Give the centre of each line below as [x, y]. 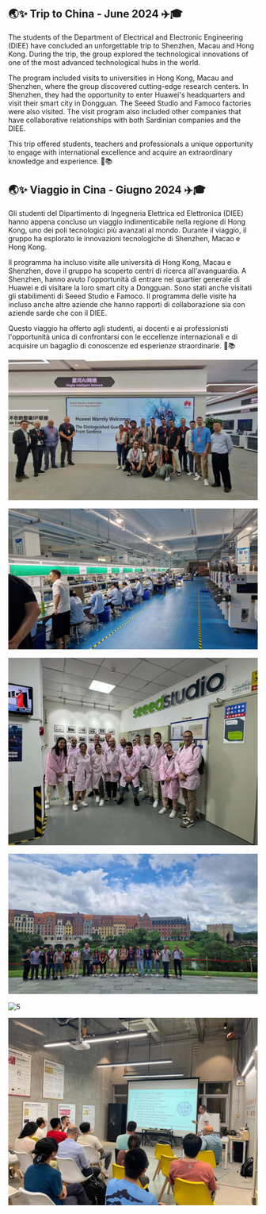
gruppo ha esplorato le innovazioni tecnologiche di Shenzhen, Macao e [124, 238]
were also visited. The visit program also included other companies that [125, 111]
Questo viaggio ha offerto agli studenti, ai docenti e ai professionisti [118, 328]
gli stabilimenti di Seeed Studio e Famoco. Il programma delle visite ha [122, 296]
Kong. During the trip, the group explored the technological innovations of [129, 54]
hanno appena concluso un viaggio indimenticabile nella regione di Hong [127, 221]
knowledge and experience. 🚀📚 [61, 161]
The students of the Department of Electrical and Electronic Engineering [126, 37]
